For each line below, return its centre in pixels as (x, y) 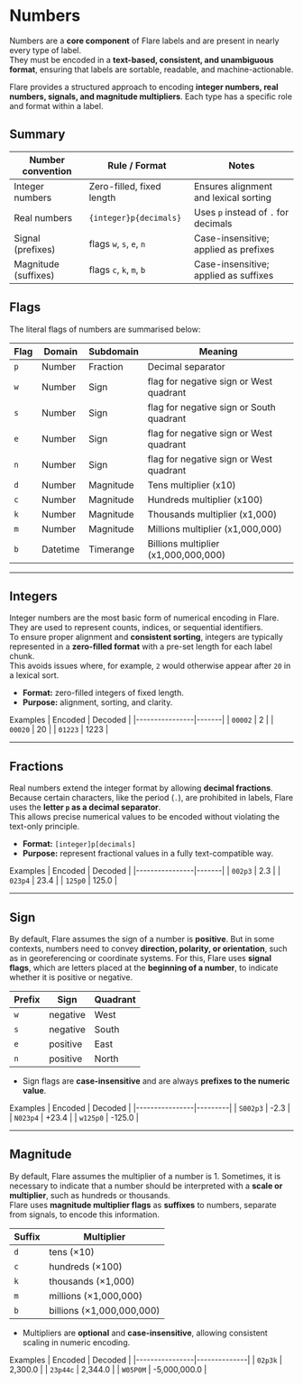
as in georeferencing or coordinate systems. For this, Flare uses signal (141, 958)
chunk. (22, 656)
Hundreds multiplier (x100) (205, 500)
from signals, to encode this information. (85, 1214)
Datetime (61, 549)
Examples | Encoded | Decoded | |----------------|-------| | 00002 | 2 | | (142, 720)
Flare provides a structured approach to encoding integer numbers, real (144, 87)
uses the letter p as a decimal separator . (85, 807)
